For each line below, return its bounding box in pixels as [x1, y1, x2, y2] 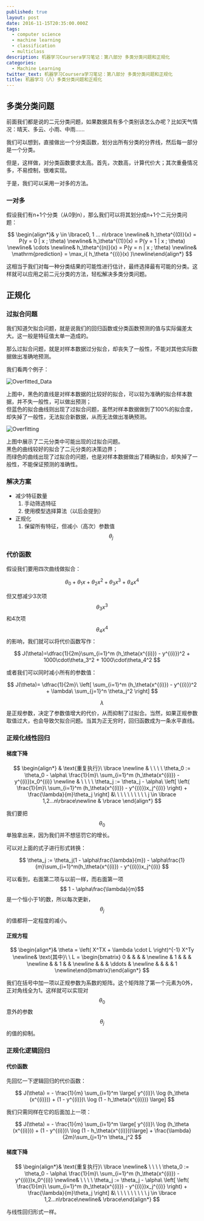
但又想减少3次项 [6, 592, 47, 599]
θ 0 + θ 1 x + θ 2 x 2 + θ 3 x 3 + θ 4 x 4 [64, 577, 140, 587]
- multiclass [12, 49, 45, 55]
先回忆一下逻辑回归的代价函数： [6, 1077, 86, 1085]
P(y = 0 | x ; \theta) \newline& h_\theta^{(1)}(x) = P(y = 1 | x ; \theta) [18, 238, 186, 245]
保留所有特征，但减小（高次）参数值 [24, 523, 115, 530]
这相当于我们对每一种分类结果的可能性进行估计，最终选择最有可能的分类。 [6, 263, 192, 270]
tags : [6, 26, 20, 32]
